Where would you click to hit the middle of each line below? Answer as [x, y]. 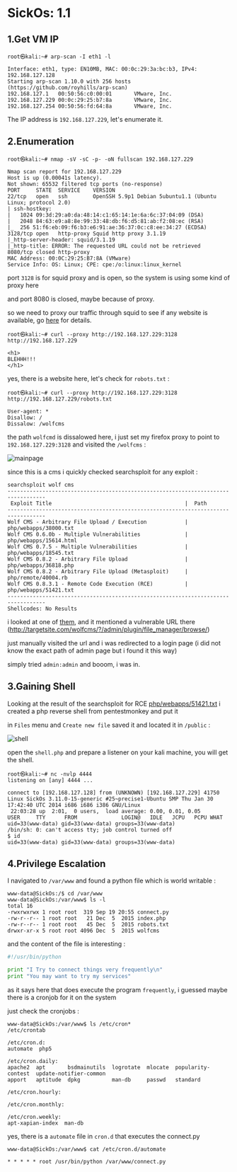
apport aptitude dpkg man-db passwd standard [104, 1080]
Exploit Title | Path [109, 503]
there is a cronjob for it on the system [62, 998]
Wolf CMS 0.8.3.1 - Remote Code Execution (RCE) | [98, 584]
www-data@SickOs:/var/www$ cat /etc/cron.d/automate [87, 1149]
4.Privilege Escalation [57, 864]
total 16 [20, 906]
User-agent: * [28, 411]
